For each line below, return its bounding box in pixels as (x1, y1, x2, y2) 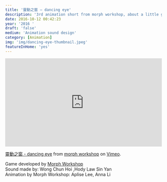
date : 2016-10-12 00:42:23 (5, 16, 61, 21)
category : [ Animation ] (5, 35, 52, 40)
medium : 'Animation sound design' (5, 30, 77, 35)
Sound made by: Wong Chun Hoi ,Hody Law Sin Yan (5, 166, 112, 172)
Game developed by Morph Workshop (5, 161, 83, 167)
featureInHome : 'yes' (5, 44, 50, 49)
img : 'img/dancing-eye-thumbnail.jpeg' (5, 40, 88, 45)
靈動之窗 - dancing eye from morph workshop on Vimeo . (5, 151, 121, 157)
